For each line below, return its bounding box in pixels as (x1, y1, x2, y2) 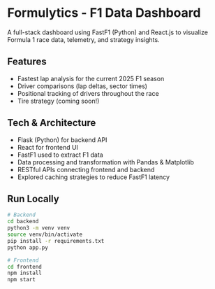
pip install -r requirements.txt (7, 237, 105, 244)
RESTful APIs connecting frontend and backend (17, 165, 155, 174)
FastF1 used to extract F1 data (17, 150, 103, 159)
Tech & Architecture (7, 117, 96, 129)
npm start (7, 276, 36, 283)
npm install (7, 269, 42, 277)
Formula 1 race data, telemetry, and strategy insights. (7, 35, 160, 43)
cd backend (7, 218, 39, 225)
